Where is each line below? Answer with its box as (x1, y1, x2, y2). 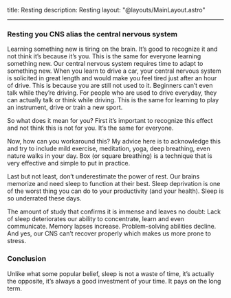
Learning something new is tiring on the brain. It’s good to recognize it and (7, 45, 218, 54)
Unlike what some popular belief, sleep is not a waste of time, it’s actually (7, 269, 214, 277)
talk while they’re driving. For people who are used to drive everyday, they (7, 89, 217, 97)
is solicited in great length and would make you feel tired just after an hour (7, 74, 217, 82)
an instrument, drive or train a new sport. (7, 103, 123, 112)
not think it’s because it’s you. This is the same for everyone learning (7, 52, 201, 60)
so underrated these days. (7, 194, 82, 203)
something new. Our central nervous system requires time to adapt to (7, 60, 203, 68)
